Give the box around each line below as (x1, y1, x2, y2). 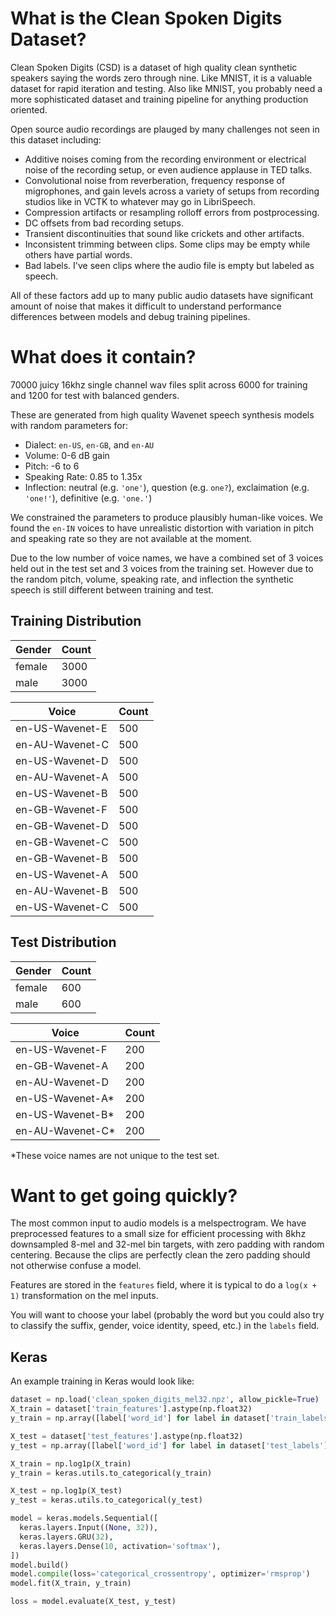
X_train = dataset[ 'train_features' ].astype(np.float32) (10, 1404, 253, 1414)
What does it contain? (10, 346, 197, 369)
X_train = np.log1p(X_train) (10, 1458, 132, 1469)
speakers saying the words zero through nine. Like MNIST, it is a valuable (10, 72, 313, 84)
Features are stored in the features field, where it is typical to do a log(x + (10, 1279, 317, 1291)
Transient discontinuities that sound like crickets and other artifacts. (24, 227, 305, 239)
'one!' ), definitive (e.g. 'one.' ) (24, 492, 153, 504)
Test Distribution (10, 934, 117, 951)
